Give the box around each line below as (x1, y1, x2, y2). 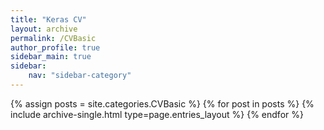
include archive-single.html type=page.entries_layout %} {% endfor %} (10, 108, 304, 120)
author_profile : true (10, 42, 101, 53)
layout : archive (10, 24, 78, 34)
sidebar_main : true (10, 52, 92, 62)
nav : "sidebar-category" (28, 71, 132, 81)
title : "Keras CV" (10, 14, 87, 25)
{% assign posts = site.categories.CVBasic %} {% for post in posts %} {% (10, 97, 315, 110)
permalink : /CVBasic (10, 33, 97, 43)
